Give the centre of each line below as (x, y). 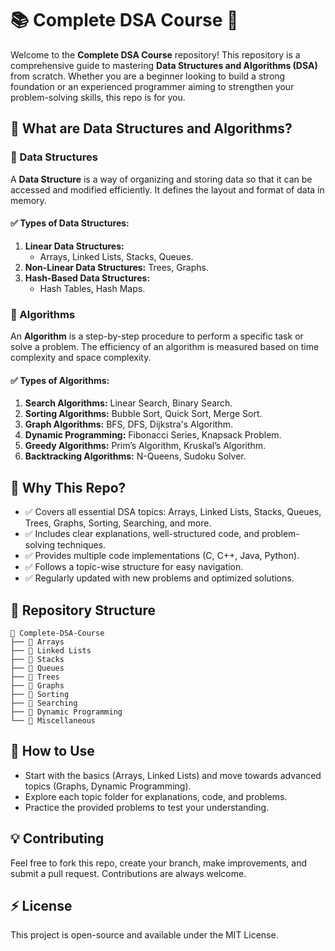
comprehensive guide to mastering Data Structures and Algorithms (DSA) (164, 65)
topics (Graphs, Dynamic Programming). (108, 786)
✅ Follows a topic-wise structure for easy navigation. (134, 567)
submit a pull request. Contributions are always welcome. (128, 873)
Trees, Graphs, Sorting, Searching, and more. (118, 523)
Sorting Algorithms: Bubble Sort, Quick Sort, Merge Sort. (143, 414)
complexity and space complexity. (81, 358)
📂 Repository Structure (83, 610)
